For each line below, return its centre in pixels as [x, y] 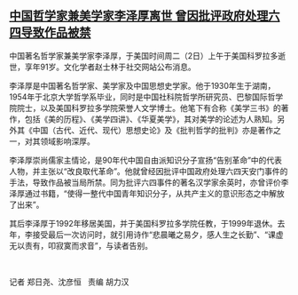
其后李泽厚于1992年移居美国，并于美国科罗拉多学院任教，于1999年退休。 [143, 223]
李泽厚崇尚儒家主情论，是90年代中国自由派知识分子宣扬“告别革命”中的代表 [145, 160]
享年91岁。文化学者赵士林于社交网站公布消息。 [110, 67]
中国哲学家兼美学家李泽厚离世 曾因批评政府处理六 [145, 16]
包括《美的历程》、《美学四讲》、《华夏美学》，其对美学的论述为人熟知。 [151, 119]
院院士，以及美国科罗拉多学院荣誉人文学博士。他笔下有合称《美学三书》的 [145, 108]
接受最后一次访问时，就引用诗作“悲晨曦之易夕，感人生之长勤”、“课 [154, 235]
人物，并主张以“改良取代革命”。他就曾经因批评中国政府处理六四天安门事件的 [149, 171]
